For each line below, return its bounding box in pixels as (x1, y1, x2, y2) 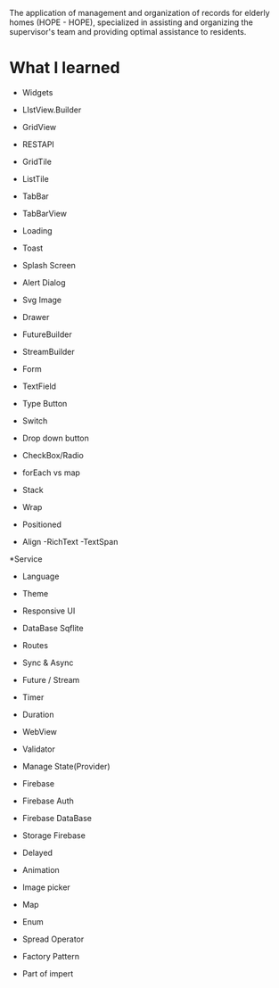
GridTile (21, 156, 52, 167)
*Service (9, 553, 43, 564)
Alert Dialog (21, 276, 66, 288)
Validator (21, 744, 55, 754)
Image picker (21, 882, 71, 893)
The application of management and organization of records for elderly (9, 8, 270, 18)
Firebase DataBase (21, 812, 92, 823)
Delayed (21, 847, 53, 858)
